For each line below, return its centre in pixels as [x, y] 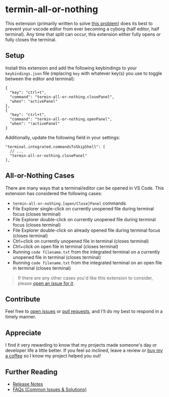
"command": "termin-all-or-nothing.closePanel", [62, 97]
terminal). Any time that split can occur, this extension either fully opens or [83, 34]
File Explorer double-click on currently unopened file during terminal [84, 219]
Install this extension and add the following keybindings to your [71, 68]
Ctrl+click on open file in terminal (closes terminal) [65, 246]
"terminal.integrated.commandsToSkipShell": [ [55, 147]
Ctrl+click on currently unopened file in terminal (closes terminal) [81, 241]
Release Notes [28, 384]
